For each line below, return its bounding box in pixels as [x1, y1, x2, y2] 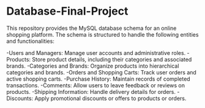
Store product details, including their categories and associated [32, 56, 192, 63]
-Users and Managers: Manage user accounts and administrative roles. [6, 49, 186, 56]
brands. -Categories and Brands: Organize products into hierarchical [6, 62, 179, 70]
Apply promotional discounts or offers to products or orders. [34, 95, 187, 102]
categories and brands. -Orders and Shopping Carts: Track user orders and [6, 68, 197, 76]
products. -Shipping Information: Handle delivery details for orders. [6, 88, 176, 95]
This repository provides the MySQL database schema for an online [6, 24, 177, 32]
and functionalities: [6, 37, 55, 45]
